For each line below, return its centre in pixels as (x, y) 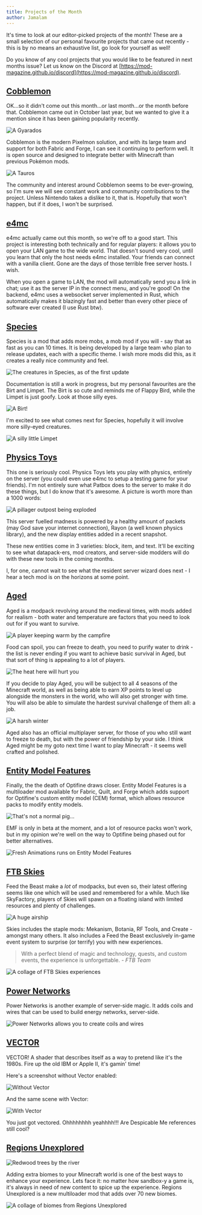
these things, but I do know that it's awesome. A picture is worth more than (99, 491)
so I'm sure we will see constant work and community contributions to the (98, 191)
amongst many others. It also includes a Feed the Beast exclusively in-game (101, 936)
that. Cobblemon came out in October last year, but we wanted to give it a (98, 112)
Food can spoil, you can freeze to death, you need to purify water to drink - (100, 647)
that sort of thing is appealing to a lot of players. (66, 660)
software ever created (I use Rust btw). (55, 308)
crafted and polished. (33, 752)
